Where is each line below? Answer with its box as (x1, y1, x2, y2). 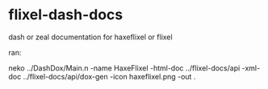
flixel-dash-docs (8, 6, 124, 24)
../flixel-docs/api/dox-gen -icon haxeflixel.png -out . (23, 71, 196, 81)
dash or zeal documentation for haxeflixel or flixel (8, 32, 173, 42)
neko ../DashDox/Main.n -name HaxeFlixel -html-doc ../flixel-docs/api (8, 63, 241, 73)
